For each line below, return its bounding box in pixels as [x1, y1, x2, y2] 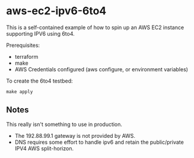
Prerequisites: [6, 42, 40, 49]
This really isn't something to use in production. [6, 121, 123, 128]
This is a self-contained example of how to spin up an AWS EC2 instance [6, 24, 185, 31]
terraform [14, 53, 39, 60]
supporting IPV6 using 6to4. [6, 30, 75, 37]
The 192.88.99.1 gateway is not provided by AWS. [14, 132, 135, 139]
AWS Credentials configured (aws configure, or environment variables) [14, 65, 189, 72]
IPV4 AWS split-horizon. [14, 144, 74, 152]
